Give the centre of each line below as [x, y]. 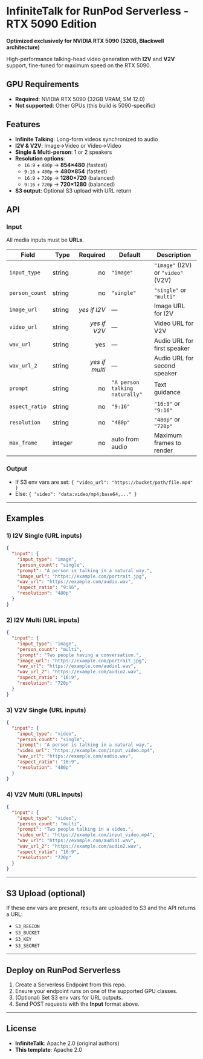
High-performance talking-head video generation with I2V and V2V [91, 59]
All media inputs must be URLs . [45, 240]
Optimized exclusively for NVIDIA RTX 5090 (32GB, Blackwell [85, 41]
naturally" [127, 394]
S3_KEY [23, 940]
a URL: [14, 914]
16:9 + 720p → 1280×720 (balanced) [69, 177]
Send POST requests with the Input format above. [77, 1004]
